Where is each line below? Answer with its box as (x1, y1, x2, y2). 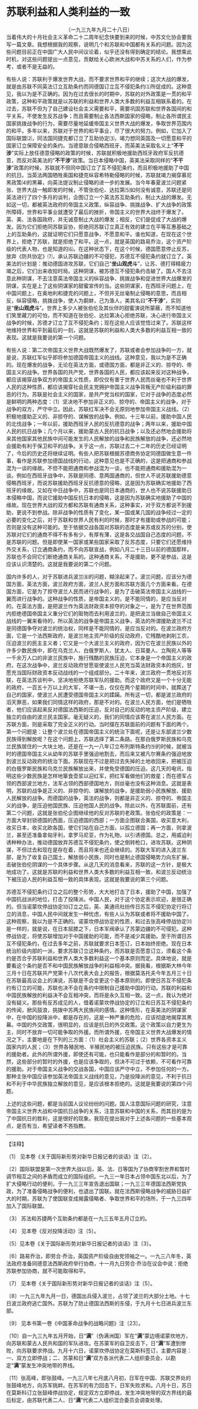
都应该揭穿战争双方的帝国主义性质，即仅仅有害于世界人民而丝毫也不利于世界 (6, 376, 192, 383)
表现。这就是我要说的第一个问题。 (6, 334, 89, 341)
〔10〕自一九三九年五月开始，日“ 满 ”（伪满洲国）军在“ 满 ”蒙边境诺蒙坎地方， (6, 1332, 192, 1339)
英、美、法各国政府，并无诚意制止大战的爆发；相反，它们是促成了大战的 (6, 216, 181, 223)
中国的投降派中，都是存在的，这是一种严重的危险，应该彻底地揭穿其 (21, 1013, 187, 1020)
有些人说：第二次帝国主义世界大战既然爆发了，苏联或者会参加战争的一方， (6, 346, 187, 353)
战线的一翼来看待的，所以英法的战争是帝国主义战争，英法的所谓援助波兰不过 (6, 617, 192, 624)
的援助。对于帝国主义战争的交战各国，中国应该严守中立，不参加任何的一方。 (6, 1065, 192, 1072)
